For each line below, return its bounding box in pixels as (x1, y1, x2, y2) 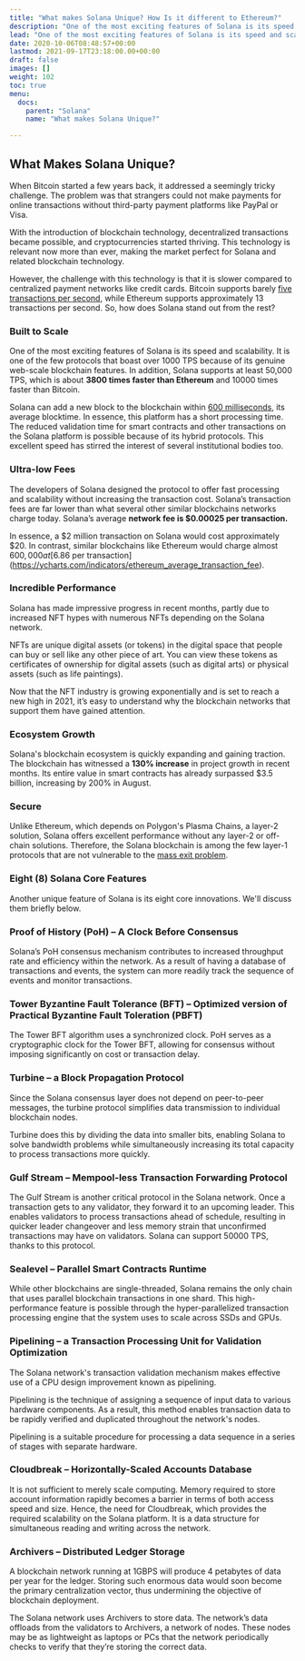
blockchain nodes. (9, 1112, 79, 1122)
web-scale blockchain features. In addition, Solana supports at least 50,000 (9, 365, 292, 376)
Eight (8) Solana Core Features (9, 873, 147, 885)
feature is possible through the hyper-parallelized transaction (60, 1302, 289, 1313)
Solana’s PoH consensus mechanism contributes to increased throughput (9, 946, 284, 957)
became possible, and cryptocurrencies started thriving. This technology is (9, 236, 290, 247)
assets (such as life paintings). (9, 668, 123, 679)
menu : (9, 89, 30, 98)
